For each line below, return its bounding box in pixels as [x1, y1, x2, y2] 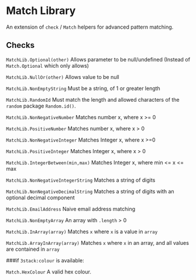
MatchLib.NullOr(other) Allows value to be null [6, 73, 120, 80]
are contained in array [6, 246, 60, 253]
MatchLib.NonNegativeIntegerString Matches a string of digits [6, 177, 156, 184]
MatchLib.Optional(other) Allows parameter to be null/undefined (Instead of [6, 56, 190, 63]
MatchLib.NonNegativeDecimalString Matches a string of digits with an [6, 188, 174, 195]
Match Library [6, 4, 76, 18]
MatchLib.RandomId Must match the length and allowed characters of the [6, 96, 180, 103]
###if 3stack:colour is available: [6, 257, 84, 264]
